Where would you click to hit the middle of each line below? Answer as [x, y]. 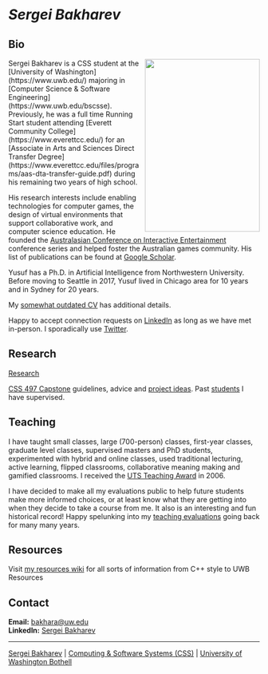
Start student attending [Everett [60, 123]
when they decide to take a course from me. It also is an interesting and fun [132, 508]
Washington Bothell [40, 662]
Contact [29, 603]
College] [62, 131]
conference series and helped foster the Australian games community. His [130, 248]
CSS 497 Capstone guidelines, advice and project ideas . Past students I [126, 388]
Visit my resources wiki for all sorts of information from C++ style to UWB [129, 569]
